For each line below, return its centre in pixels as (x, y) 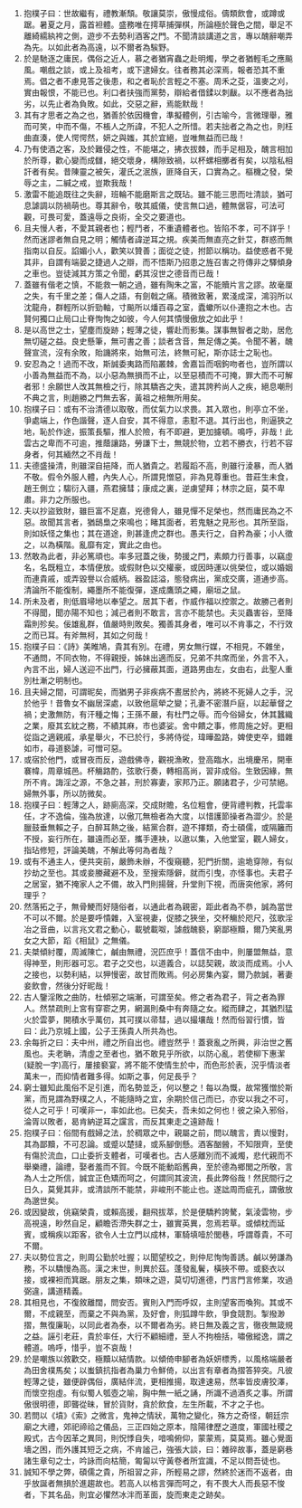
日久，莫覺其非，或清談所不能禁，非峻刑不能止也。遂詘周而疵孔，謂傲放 (158, 1189)
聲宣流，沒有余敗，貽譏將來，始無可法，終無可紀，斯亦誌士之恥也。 (150, 352)
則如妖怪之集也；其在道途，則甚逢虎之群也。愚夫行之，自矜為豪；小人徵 (158, 533)
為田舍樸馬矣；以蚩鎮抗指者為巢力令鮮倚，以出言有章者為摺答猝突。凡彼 (158, 1370)
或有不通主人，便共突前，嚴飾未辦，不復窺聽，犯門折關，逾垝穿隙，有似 (158, 861)
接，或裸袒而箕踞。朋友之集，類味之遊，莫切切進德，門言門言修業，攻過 (158, 1280)
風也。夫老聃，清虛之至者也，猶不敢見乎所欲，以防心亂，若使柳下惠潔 (154, 1053)
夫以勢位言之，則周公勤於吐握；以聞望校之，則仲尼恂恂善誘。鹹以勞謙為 (158, 1257)
